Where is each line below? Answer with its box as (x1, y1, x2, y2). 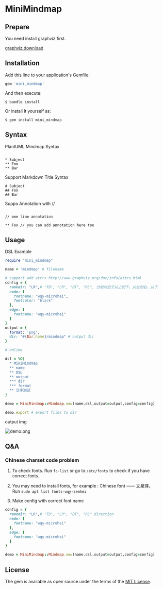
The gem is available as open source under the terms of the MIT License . (5, 578, 151, 584)
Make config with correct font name (12, 498, 84, 504)
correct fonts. (12, 473, 40, 479)
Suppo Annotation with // (5, 201, 55, 206)
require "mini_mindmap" (5, 258, 53, 263)
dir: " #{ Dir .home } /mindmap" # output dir (9, 334, 95, 339)
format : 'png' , (9, 330, 40, 335)
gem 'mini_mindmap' (5, 81, 45, 86)
